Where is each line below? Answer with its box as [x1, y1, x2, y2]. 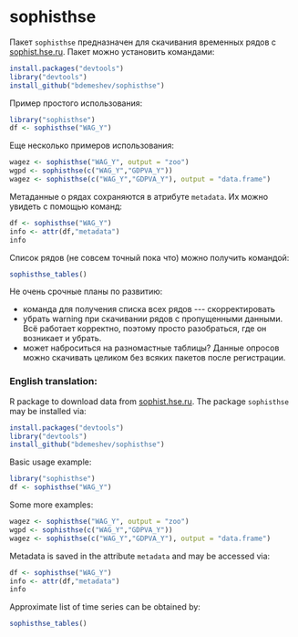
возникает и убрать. [22, 333, 102, 344]
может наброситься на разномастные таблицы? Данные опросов [22, 342, 280, 353]
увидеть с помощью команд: [9, 201, 123, 212]
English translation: [9, 375, 98, 388]
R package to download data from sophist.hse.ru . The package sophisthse [9, 395, 290, 407]
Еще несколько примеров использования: [9, 140, 175, 151]
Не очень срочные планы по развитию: [9, 286, 163, 298]
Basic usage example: [9, 456, 92, 467]
